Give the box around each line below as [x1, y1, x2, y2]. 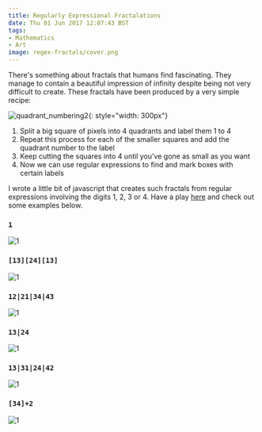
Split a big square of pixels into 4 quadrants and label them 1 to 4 [19, 126, 232, 136]
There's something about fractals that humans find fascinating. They [8, 71, 232, 79]
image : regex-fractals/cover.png [8, 48, 119, 56]
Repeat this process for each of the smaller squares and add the [19, 135, 230, 143]
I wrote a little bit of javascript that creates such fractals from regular [8, 184, 232, 193]
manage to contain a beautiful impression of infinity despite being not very [8, 78, 252, 88]
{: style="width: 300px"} [88, 111, 169, 120]
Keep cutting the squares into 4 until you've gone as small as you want [19, 151, 251, 161]
